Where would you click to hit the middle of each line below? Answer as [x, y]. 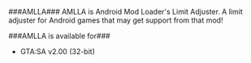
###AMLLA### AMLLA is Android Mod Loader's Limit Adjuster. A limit [125, 12]
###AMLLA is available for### [60, 36]
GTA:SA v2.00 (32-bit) [58, 51]
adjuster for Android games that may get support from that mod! [116, 20]
